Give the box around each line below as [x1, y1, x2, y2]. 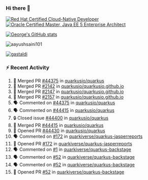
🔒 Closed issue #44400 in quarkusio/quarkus [13, 114, 109, 121]
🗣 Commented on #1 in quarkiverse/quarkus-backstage [13, 146, 132, 152]
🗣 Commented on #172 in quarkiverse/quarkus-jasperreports [13, 133, 143, 139]
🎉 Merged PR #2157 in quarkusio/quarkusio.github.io [13, 94, 124, 100]
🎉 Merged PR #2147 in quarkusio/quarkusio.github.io [13, 88, 124, 95]
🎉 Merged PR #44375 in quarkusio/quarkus [13, 77, 105, 83]
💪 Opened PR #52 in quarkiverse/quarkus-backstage [13, 169, 125, 175]
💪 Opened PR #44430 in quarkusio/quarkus [13, 127, 106, 134]
